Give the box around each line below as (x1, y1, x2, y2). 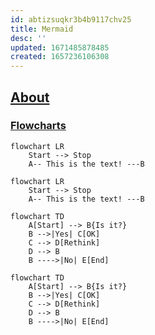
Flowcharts (10, 119, 67, 133)
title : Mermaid (10, 24, 74, 34)
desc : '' (10, 33, 47, 43)
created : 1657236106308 (10, 52, 110, 62)
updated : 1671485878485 (10, 42, 110, 53)
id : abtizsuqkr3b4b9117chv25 (10, 14, 132, 25)
